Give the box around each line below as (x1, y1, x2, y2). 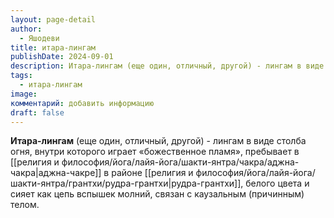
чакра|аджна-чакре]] (10, 167, 102, 179)
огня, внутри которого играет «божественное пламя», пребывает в (10, 146, 300, 158)
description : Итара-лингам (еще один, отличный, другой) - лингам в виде (10, 61, 325, 71)
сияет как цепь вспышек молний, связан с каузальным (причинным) (10, 188, 305, 200)
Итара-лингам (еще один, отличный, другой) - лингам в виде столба (10, 135, 307, 147)
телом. (10, 199, 40, 211)
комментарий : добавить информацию (10, 98, 155, 108)
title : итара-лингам (10, 42, 97, 53)
